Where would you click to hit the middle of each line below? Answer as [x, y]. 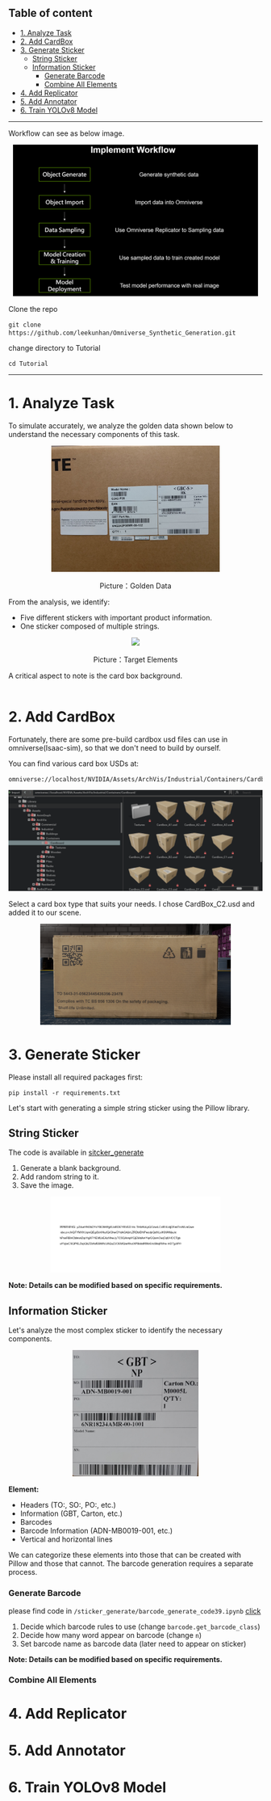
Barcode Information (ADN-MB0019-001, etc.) [96, 1531]
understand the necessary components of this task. [94, 434]
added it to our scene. [45, 912]
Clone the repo [33, 309]
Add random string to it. [59, 1177]
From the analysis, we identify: [59, 602]
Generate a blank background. [71, 1168]
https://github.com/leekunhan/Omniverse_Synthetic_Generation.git [122, 333]
